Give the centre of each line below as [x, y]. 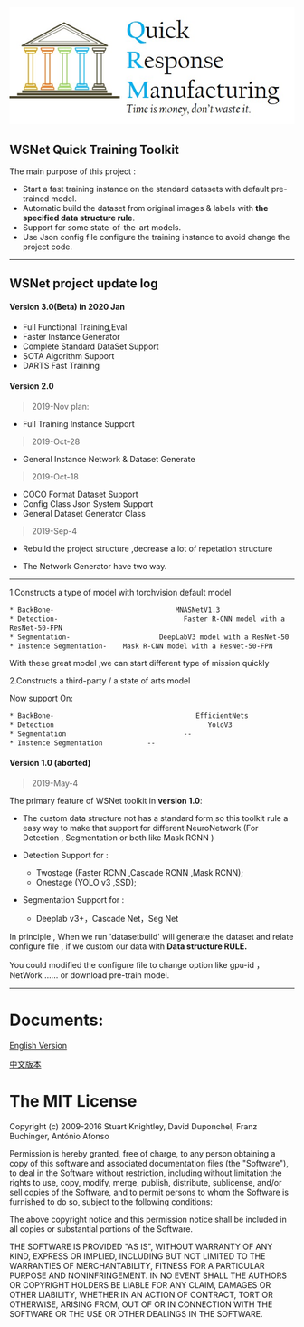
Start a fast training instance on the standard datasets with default [146, 189]
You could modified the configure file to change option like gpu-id [132, 965]
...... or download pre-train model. [107, 975]
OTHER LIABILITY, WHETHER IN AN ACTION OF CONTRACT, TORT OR [141, 1294]
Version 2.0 [32, 386]
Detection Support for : [65, 856]
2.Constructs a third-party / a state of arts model [100, 680]
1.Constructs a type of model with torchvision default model [120, 592]
